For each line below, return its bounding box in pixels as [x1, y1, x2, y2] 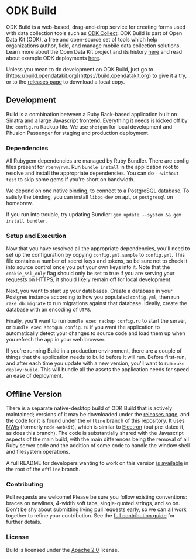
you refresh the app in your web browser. [6, 336, 106, 343]
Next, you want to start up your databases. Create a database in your [6, 288, 173, 295]
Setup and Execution [6, 232, 66, 240]
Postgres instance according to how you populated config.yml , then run [6, 294, 180, 301]
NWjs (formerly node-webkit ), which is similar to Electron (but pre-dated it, [6, 423, 185, 430]
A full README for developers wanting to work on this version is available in [6, 460, 189, 467]
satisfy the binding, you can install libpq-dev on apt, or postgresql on [6, 194, 174, 201]
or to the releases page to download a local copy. [6, 78, 125, 85]
